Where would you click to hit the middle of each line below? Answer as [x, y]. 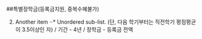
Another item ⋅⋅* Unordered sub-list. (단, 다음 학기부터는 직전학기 [95, 22]
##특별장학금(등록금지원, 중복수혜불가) [53, 9]
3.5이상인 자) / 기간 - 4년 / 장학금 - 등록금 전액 [77, 30]
